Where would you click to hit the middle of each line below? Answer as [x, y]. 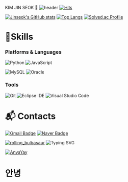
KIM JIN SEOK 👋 [22, 8]
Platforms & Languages [33, 52]
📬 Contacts [30, 116]
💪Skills [19, 37]
